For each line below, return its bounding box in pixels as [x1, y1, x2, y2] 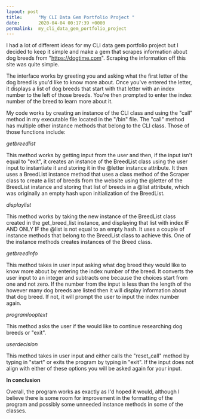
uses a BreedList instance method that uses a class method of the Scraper [6, 171, 190, 178]
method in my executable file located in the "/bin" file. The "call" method [6, 116, 184, 123]
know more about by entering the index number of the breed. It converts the [6, 268, 193, 275]
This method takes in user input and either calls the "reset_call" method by [6, 352, 190, 359]
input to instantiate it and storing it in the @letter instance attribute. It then [6, 164, 188, 172]
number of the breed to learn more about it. [6, 98, 113, 105]
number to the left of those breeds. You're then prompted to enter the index [6, 91, 192, 99]
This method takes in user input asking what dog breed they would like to [6, 261, 186, 269]
